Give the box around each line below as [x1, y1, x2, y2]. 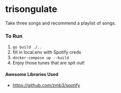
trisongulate [5, 3, 58, 15]
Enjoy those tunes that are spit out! [12, 60, 85, 66]
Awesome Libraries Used [5, 71, 59, 77]
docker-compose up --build [12, 55, 69, 60]
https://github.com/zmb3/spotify [12, 82, 80, 88]
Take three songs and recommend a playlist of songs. [5, 20, 116, 26]
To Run [5, 32, 23, 39]
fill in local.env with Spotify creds [12, 49, 81, 55]
